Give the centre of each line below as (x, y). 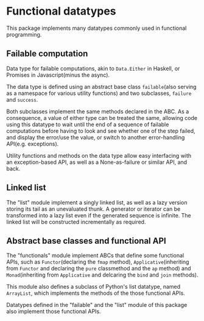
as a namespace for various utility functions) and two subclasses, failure (99, 93)
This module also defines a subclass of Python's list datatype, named (93, 287)
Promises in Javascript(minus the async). (58, 75)
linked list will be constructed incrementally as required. (76, 222)
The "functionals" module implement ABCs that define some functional (95, 256)
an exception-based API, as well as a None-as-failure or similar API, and (97, 162)
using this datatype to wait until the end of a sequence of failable (88, 124)
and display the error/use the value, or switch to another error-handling (96, 137)
